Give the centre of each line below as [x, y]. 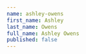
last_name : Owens [32, 27]
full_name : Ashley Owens [43, 33]
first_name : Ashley [35, 20]
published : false [32, 40]
